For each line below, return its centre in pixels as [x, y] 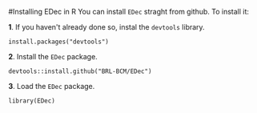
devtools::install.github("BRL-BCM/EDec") [80, 71]
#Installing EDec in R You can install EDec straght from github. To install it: [129, 12]
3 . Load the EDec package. [52, 86]
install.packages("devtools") [59, 42]
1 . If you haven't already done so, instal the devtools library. [107, 27]
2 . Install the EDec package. [53, 56]
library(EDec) [32, 101]
